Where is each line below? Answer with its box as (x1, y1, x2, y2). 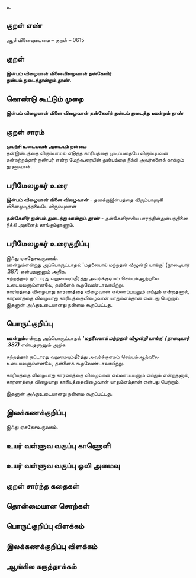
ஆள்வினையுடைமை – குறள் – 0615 (6, 36, 85, 43)
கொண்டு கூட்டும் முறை (6, 94, 84, 104)
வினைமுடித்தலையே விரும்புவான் (6, 203, 77, 210)
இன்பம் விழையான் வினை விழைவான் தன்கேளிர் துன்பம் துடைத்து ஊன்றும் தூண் (6, 110, 184, 117)
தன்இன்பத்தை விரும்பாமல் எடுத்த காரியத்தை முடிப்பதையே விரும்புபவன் (6, 149, 169, 157)
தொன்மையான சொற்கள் (6, 501, 90, 511)
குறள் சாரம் (6, 127, 44, 137)
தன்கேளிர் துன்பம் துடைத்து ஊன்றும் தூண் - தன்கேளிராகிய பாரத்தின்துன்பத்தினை (6, 214, 188, 222)
